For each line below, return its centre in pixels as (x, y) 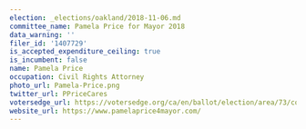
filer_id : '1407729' (49, 43)
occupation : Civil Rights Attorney (77, 77)
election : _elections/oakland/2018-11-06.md (95, 18)
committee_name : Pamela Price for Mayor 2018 (97, 26)
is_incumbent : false (49, 60)
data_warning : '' (42, 35)
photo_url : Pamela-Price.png (65, 85)
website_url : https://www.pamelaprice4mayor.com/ (106, 111)
